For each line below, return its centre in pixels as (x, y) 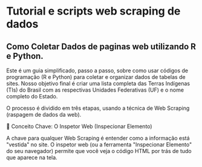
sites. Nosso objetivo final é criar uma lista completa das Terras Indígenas (98, 83)
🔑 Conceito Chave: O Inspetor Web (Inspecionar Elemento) (79, 126)
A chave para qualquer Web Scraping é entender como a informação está (98, 138)
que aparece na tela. (32, 157)
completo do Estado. (32, 96)
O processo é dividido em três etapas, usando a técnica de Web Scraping (98, 108)
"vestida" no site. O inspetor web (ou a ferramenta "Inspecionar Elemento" (99, 145)
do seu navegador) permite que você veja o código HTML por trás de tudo (99, 151)
